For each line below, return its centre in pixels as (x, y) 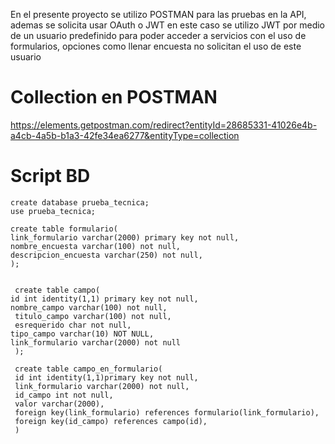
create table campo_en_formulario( (88, 369)
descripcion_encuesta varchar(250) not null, (106, 255)
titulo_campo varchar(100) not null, (93, 316)
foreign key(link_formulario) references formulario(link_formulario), (167, 412)
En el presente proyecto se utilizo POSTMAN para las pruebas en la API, (158, 14)
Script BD (50, 176)
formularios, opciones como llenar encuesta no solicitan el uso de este (156, 46)
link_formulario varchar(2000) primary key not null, (125, 237)
